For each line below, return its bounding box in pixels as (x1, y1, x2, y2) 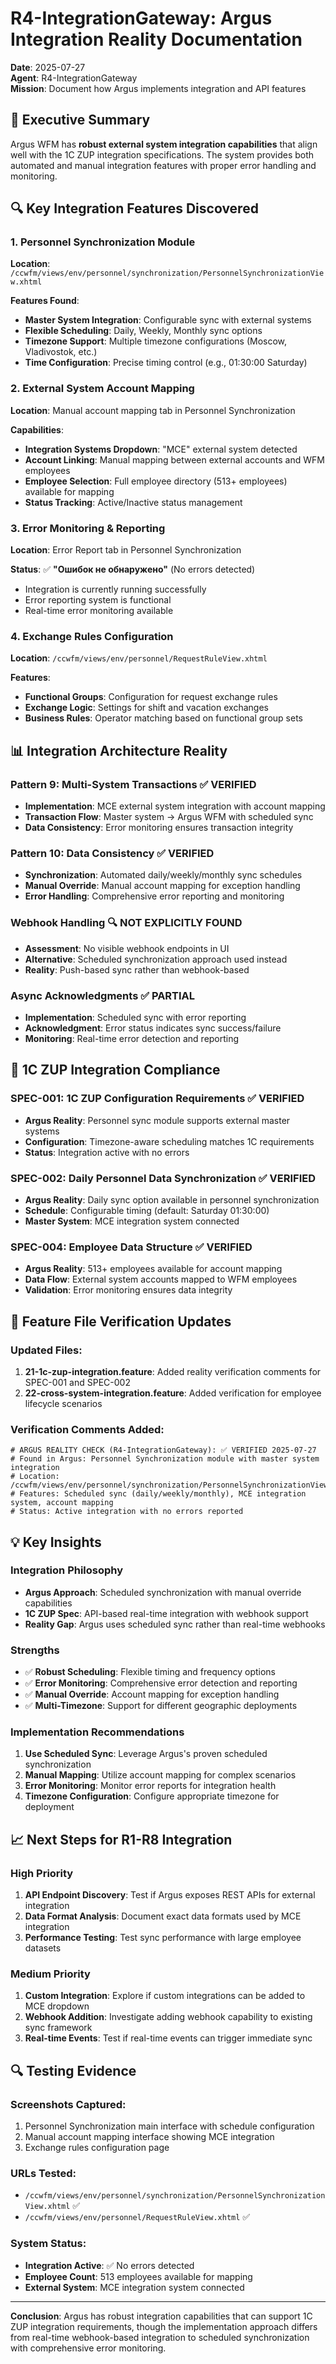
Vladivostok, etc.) (24, 346, 98, 358)
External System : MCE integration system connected (24, 2281, 245, 2293)
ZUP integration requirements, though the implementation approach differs (10, 2320, 318, 2332)
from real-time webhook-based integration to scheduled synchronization (10, 2331, 310, 2343)
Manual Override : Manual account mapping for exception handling (24, 880, 301, 892)
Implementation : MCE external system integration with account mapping (24, 800, 326, 812)
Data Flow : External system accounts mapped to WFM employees (24, 1273, 298, 1286)
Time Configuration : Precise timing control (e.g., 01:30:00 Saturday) (24, 357, 308, 369)
